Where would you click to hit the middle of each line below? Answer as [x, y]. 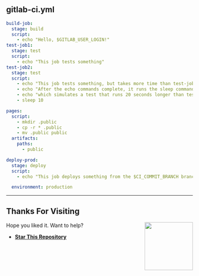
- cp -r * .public [39, 127]
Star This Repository [41, 237]
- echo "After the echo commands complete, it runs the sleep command [106, 89]
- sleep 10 [30, 100]
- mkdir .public [37, 122]
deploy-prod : [22, 160]
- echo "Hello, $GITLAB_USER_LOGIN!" [63, 40]
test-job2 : [20, 67]
